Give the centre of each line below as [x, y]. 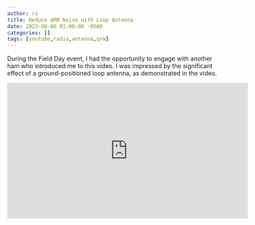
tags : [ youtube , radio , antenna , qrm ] [58, 39]
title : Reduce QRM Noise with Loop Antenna [70, 20]
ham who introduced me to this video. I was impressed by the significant [110, 66]
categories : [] [29, 33]
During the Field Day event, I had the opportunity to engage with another [110, 58]
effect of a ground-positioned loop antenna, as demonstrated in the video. [112, 74]
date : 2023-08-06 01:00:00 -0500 [55, 26]
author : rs [23, 13]
